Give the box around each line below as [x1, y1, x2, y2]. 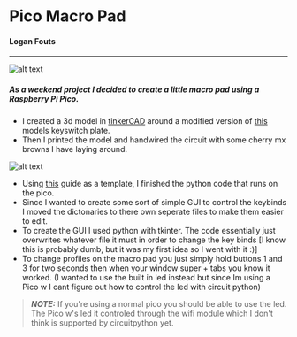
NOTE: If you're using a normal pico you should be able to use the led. [30, 299, 287, 310]
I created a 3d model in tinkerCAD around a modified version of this [21, 116, 268, 126]
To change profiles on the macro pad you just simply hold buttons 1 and [21, 254, 283, 264]
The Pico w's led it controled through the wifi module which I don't [30, 308, 274, 319]
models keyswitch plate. [21, 126, 110, 136]
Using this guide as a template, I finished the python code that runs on [21, 179, 278, 189]
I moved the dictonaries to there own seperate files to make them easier [21, 206, 285, 218]
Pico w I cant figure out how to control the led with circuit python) [21, 281, 261, 293]
